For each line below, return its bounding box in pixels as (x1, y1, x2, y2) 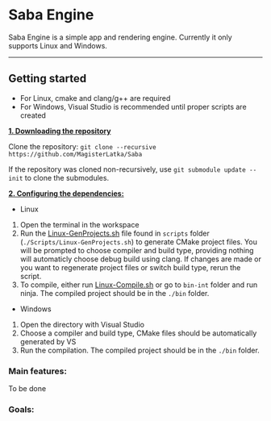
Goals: (8, 403, 35, 415)
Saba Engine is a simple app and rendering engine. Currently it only (8, 32, 232, 42)
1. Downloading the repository (8, 126, 111, 135)
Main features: (8, 365, 67, 377)
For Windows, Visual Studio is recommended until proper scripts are (19, 102, 248, 111)
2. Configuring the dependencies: (8, 188, 124, 198)
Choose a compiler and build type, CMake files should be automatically (19, 328, 257, 338)
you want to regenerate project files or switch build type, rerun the (19, 262, 241, 272)
